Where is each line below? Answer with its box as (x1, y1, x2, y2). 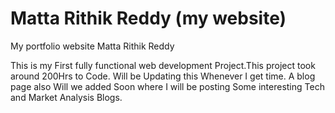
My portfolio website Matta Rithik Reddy (10, 40, 175, 52)
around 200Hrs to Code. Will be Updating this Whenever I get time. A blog (10, 70, 316, 82)
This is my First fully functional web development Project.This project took (10, 59, 316, 71)
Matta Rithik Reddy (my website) (10, 7, 287, 30)
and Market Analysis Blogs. (10, 91, 123, 103)
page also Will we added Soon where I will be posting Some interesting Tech (10, 80, 325, 92)
